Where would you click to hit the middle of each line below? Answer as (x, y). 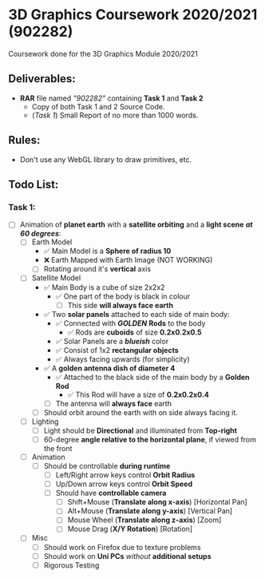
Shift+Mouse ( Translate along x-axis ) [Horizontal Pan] (157, 502)
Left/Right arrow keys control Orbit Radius (125, 475)
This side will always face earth (121, 305)
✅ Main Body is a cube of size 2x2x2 (104, 287)
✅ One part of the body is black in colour (123, 296)
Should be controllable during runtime (107, 465)
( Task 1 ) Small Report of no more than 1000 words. (115, 115)
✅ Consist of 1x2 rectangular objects (117, 350)
